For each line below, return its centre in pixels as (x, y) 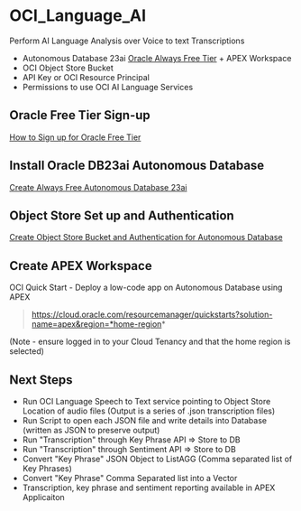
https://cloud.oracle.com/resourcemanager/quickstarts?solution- (152, 315)
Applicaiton (43, 497)
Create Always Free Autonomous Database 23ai (98, 187)
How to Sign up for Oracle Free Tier (75, 137)
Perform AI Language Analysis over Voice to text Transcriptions (127, 41)
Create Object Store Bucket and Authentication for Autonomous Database (146, 237)
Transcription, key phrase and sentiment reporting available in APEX (149, 488)
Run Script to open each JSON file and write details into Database (145, 420)
